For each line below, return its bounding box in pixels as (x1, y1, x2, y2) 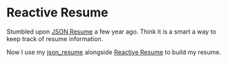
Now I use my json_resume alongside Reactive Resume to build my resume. (6, 48, 222, 56)
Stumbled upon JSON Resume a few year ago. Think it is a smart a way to (6, 27, 217, 36)
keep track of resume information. (6, 34, 104, 42)
